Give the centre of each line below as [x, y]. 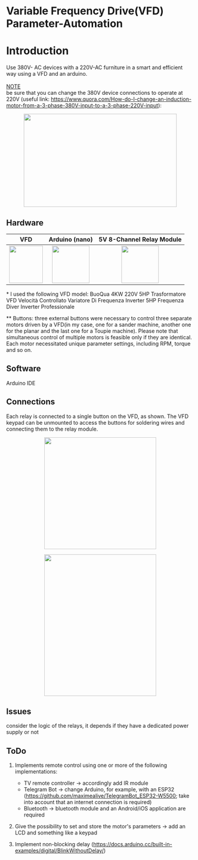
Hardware [25, 223]
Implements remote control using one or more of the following [91, 765]
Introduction [38, 51]
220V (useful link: [28, 99]
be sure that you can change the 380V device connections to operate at [95, 93]
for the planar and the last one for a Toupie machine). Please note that [92, 331]
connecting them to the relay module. [52, 429]
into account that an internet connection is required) [88, 802]
